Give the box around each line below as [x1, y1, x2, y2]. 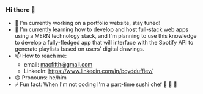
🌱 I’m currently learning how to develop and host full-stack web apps [14, 26, 189, 33]
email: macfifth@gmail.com [23, 61, 93, 68]
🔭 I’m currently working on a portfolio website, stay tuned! [14, 20, 161, 27]
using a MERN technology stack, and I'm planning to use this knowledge [14, 32, 197, 40]
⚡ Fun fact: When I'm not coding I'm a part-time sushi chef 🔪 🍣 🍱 [14, 81, 178, 88]
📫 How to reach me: [14, 52, 67, 60]
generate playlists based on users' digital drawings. [14, 45, 145, 52]
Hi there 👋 [6, 5, 36, 14]
